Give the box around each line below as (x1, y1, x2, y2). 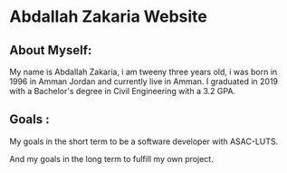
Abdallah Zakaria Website (9, 6, 208, 27)
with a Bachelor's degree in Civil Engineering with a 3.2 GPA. (9, 86, 236, 96)
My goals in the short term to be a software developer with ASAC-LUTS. (9, 136, 279, 147)
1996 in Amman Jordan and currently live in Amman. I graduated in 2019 (9, 76, 279, 87)
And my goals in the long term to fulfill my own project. (9, 153, 215, 164)
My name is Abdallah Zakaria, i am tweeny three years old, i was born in (9, 66, 278, 77)
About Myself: (9, 43, 92, 58)
